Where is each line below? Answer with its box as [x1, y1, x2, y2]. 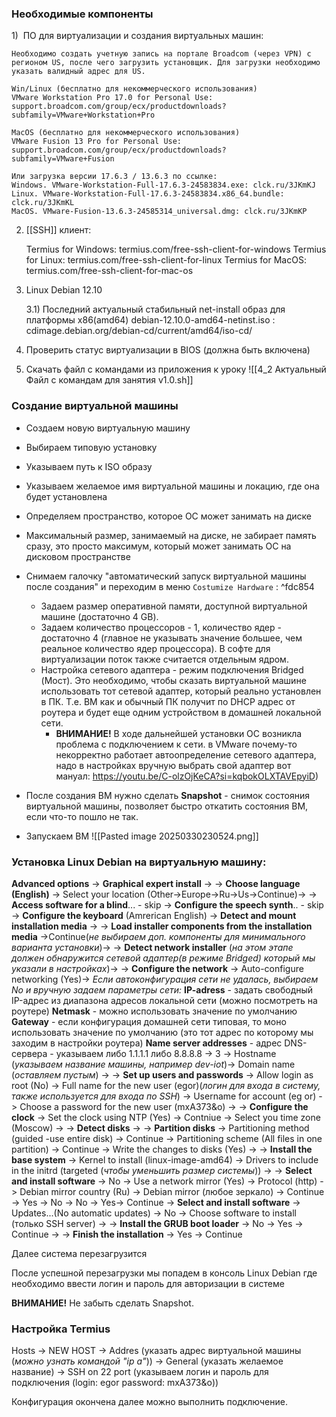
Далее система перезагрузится [11, 1247, 148, 1259]
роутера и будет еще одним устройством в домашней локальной [40, 706, 322, 718]
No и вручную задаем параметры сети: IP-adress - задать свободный [11, 983, 314, 996]
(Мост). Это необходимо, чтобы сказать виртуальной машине [40, 674, 307, 686]
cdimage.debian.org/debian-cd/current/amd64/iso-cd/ [25, 325, 253, 337]
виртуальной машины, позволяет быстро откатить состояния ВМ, [25, 800, 309, 812]
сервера [11, 1047, 48, 1059]
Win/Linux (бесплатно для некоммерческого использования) [11, 84, 258, 94]
